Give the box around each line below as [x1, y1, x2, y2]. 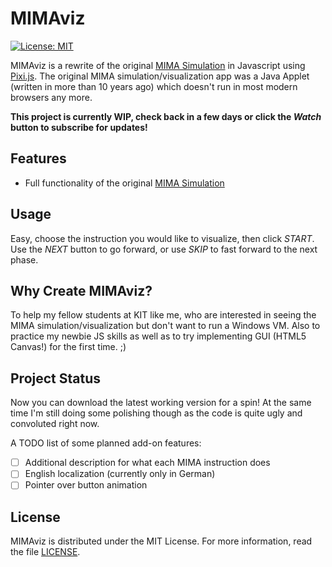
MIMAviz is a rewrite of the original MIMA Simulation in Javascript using [10, 59, 306, 71]
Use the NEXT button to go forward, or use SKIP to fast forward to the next [10, 243, 318, 255]
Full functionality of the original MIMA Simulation [24, 177, 225, 189]
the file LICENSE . [10, 546, 81, 558]
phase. [10, 253, 39, 266]
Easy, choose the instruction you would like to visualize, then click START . [10, 232, 315, 244]
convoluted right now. [10, 418, 100, 430]
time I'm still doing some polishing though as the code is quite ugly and [10, 407, 303, 419]
